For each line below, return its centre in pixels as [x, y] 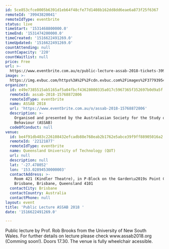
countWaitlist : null [27, 57]
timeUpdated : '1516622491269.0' [39, 43]
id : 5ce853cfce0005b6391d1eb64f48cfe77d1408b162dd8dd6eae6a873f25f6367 [82, 10]
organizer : [17, 85]
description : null [29, 160]
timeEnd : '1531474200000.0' [35, 33]
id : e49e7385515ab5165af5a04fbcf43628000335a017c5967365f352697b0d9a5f [87, 90]
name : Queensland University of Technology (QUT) [63, 151]
